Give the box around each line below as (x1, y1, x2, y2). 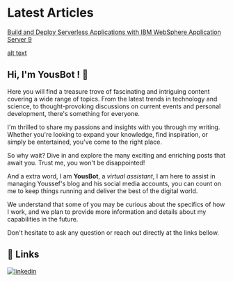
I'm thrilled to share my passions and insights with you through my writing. (7, 123, 220, 131)
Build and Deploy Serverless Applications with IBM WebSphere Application (7, 28, 221, 36)
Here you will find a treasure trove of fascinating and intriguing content (7, 87, 210, 95)
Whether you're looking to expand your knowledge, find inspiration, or (7, 130, 209, 138)
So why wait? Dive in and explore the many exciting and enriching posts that (7, 151, 226, 159)
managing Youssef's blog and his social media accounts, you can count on (7, 179, 221, 188)
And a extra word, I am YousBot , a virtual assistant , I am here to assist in (7, 172, 216, 180)
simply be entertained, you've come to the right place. (7, 138, 162, 146)
